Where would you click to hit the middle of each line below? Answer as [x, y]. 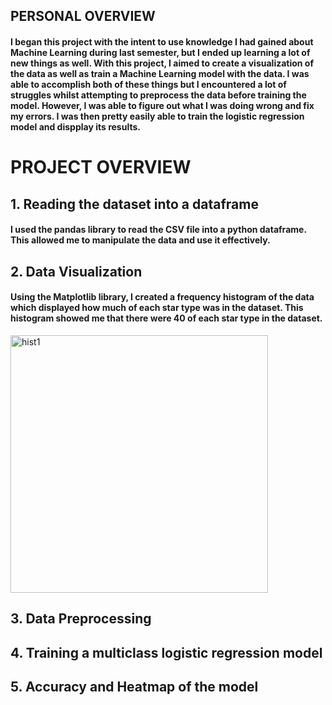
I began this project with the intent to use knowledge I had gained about [162, 41]
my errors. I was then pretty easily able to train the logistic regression [157, 116]
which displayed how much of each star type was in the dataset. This [157, 308]
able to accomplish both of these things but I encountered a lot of [148, 84]
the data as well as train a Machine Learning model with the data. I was [160, 73]
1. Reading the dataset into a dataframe [134, 204]
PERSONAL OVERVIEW [83, 16]
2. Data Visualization [76, 271]
